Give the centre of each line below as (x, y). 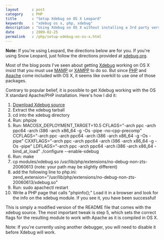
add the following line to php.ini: (45, 172)
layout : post (25, 9)
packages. (16, 80)
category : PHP (24, 14)
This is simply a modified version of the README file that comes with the (78, 207)
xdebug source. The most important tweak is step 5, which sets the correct (81, 212)
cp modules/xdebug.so (36, 162)
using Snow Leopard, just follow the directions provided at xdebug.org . (77, 55)
